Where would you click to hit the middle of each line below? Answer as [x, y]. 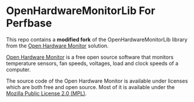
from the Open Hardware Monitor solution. [57, 46]
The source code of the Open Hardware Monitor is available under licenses [97, 81]
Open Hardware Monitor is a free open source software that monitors [90, 57]
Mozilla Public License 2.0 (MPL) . [46, 93]
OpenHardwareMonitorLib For [81, 11]
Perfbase [29, 23]
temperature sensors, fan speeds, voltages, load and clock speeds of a [92, 63]
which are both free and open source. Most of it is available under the [91, 87]
